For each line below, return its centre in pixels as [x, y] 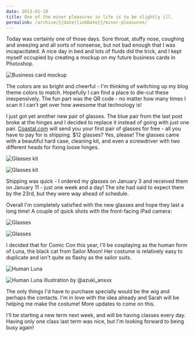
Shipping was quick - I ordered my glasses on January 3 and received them [97, 181]
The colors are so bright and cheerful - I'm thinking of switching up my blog [97, 86]
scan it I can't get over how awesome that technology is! [74, 105]
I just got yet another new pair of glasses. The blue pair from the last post [94, 116]
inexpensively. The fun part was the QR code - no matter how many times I [96, 99]
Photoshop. [20, 64]
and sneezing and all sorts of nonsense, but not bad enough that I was [91, 45]
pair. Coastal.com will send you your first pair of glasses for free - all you [94, 128]
